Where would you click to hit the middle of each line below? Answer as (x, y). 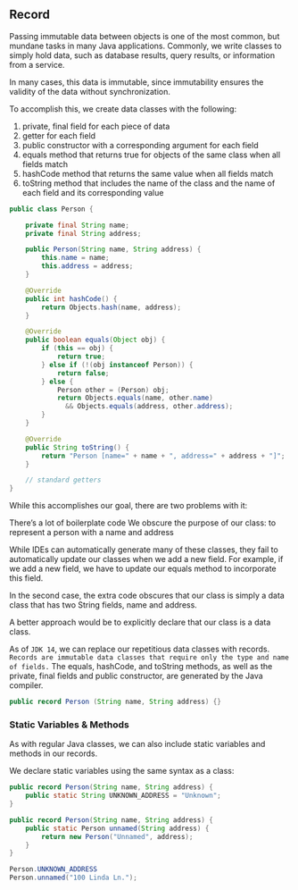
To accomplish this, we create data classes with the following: (123, 109)
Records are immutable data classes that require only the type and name (149, 658)
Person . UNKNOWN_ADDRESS (54, 869)
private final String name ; (77, 225)
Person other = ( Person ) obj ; (113, 390)
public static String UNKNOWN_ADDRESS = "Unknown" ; (123, 796)
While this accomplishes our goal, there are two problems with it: (128, 506)
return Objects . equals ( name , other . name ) (135, 398)
